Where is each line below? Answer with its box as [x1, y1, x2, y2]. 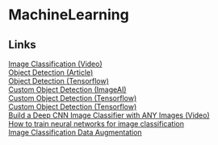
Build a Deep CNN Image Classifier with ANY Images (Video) [8, 110, 210, 120]
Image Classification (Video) [8, 59, 103, 68]
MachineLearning [8, 6, 129, 24]
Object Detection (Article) [8, 68, 94, 77]
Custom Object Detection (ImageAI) [8, 85, 127, 94]
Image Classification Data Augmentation [8, 127, 143, 137]
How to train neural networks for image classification [8, 119, 184, 128]
